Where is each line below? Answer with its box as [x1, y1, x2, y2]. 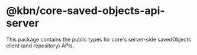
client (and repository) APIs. [6, 42, 75, 49]
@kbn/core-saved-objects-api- [6, 4, 165, 18]
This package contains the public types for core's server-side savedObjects [6, 36, 191, 43]
